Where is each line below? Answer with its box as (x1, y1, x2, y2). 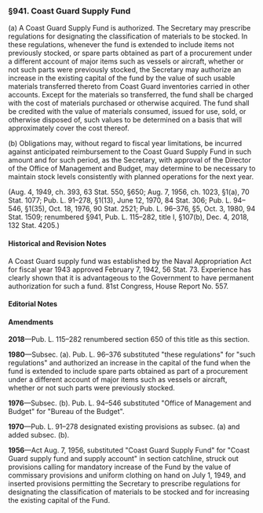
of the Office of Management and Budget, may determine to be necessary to (8, 163, 256, 174)
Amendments (8, 317, 53, 327)
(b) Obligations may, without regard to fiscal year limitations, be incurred (8, 139, 243, 148)
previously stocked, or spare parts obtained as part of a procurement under (8, 49, 253, 58)
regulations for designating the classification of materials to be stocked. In (8, 31, 248, 41)
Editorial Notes (8, 299, 57, 309)
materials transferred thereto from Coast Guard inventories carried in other (8, 82, 250, 91)
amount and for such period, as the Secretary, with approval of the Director (8, 156, 251, 165)
